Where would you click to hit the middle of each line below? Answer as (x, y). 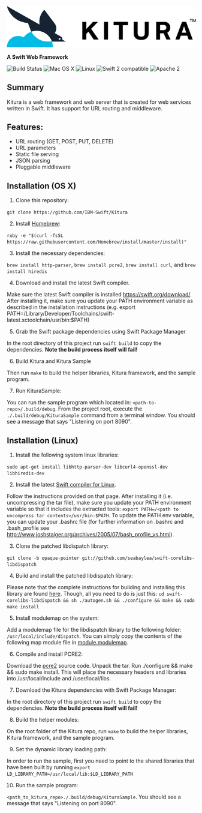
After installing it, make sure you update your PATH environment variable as (100, 301)
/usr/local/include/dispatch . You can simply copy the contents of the (94, 636)
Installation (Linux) (43, 440)
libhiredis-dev (26, 473)
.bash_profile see (28, 528)
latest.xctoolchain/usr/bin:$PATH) (48, 320)
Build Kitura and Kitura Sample (53, 361)
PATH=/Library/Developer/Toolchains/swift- (61, 314)
